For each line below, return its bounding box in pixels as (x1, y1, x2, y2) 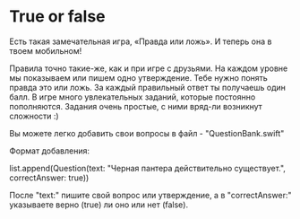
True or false (9, 6, 106, 27)
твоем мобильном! (9, 45, 82, 56)
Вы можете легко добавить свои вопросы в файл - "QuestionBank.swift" (9, 127, 285, 138)
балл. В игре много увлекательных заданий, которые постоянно (9, 92, 256, 102)
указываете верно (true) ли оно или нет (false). (9, 199, 189, 210)
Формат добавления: (9, 145, 90, 156)
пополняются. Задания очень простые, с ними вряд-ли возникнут (9, 101, 262, 111)
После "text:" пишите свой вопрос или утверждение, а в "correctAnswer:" (9, 189, 292, 200)
